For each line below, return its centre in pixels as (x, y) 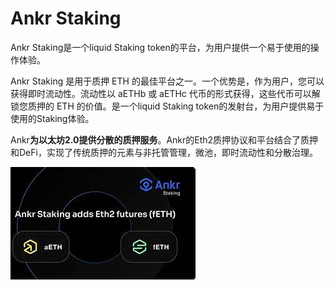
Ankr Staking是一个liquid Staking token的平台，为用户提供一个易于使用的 (160, 47)
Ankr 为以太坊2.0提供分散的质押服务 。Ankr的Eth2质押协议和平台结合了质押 (164, 139)
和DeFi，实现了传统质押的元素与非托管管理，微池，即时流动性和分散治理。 (164, 152)
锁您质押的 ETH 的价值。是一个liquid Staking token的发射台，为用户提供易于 (167, 106)
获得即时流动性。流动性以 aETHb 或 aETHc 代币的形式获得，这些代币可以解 (165, 93)
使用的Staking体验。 (52, 118)
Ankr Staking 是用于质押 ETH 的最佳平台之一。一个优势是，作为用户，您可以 (167, 81)
